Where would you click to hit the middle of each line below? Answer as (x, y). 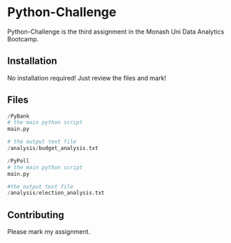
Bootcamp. (23, 39)
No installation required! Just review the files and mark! (87, 78)
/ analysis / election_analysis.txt (56, 193)
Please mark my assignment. (49, 232)
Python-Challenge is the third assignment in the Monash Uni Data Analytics (116, 32)
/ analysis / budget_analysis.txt (53, 148)
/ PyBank (19, 116)
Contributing (36, 215)
